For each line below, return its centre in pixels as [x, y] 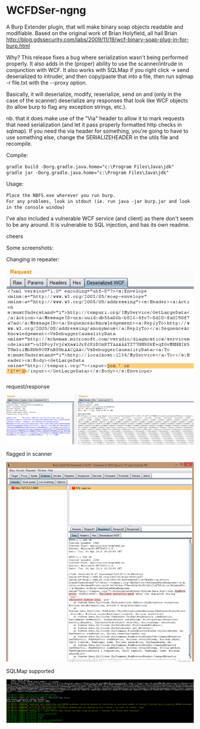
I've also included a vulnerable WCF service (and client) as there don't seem [100, 218]
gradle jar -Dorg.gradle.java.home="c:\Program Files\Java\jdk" [87, 173]
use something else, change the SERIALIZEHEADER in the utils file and [93, 137]
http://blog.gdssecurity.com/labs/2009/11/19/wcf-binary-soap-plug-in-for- [98, 39]
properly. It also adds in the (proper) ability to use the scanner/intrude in [95, 64]
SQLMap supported [30, 671]
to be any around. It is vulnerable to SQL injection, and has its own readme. [98, 224]
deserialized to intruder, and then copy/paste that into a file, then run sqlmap [100, 76]
